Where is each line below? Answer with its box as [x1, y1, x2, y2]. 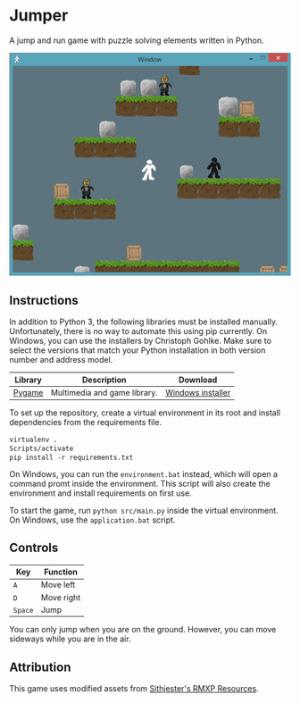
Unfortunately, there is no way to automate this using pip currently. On [9, 326, 268, 337]
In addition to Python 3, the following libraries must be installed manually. [9, 316, 279, 327]
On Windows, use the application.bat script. [9, 515, 176, 525]
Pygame [12, 388, 44, 398]
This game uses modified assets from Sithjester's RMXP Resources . [9, 683, 259, 694]
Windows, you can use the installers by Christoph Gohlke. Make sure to [9, 336, 272, 347]
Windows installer [164, 388, 231, 398]
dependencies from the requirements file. [9, 416, 162, 427]
